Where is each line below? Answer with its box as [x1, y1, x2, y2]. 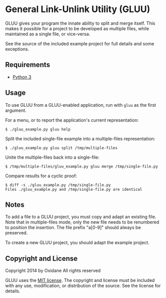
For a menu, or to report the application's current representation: [5, 117, 139, 123]
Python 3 [12, 74, 32, 80]
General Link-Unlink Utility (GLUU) [5, 4, 150, 15]
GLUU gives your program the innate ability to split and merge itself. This [5, 20, 155, 26]
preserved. [5, 230, 28, 236]
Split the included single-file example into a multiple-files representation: [5, 135, 155, 141]
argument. [5, 107, 27, 113]
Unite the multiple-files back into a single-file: [5, 154, 99, 160]
